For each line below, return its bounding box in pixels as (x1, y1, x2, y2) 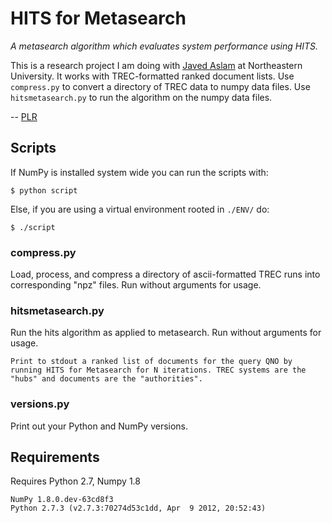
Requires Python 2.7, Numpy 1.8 (10, 475, 141, 487)
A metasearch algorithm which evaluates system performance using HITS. (10, 40, 318, 52)
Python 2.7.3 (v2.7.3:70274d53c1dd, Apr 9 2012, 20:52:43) (10, 503, 267, 514)
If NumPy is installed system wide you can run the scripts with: (10, 166, 269, 178)
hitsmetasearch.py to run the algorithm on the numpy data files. (10, 91, 273, 103)
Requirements (10, 449, 100, 466)
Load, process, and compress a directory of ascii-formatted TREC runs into (10, 268, 321, 281)
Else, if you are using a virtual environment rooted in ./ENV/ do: (10, 203, 270, 215)
